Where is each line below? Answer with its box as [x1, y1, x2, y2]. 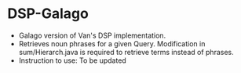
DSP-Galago [7, 5, 89, 23]
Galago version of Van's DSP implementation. [18, 31, 166, 40]
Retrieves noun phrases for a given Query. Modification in [18, 38, 206, 48]
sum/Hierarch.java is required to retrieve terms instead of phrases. [18, 47, 234, 57]
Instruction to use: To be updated [18, 56, 126, 65]
